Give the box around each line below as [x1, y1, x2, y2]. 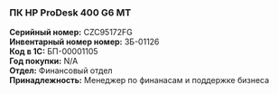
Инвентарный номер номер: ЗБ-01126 [9, 36, 160, 47]
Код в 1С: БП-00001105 [9, 46, 98, 57]
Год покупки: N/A [9, 56, 79, 67]
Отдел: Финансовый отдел [9, 65, 113, 76]
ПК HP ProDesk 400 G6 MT [9, 6, 132, 19]
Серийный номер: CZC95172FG [9, 27, 134, 38]
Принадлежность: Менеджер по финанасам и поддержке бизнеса [9, 75, 270, 86]
